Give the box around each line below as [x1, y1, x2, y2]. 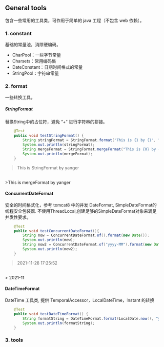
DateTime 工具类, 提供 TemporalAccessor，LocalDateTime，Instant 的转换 [5, 297, 155, 303]
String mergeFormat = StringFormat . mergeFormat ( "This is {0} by [22, 146, 156, 152]
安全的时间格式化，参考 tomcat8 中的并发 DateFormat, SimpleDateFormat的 [5, 202, 157, 208]
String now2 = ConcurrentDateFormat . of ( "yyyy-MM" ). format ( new [22, 242, 152, 247]
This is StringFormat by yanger [17, 164, 80, 170]
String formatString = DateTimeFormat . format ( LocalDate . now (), [22, 316, 154, 321]
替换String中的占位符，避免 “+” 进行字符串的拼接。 [5, 119, 107, 125]
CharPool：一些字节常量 [12, 52, 61, 58]
